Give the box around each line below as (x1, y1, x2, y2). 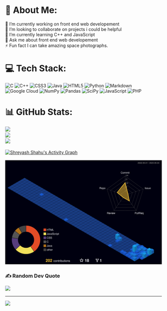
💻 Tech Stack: (5, 63, 67, 74)
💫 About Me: (5, 4, 58, 16)
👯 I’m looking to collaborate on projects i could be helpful (5, 26, 122, 32)
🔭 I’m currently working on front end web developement (5, 21, 120, 27)
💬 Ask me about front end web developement (5, 37, 98, 43)
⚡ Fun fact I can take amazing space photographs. (5, 42, 108, 48)
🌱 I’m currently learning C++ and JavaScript (5, 31, 95, 37)
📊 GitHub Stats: (5, 107, 73, 118)
